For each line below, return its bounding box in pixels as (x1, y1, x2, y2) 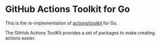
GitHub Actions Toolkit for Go (5, 3, 130, 15)
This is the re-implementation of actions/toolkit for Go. (5, 20, 118, 26)
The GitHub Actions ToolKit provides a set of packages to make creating (5, 29, 155, 35)
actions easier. (5, 35, 36, 41)
